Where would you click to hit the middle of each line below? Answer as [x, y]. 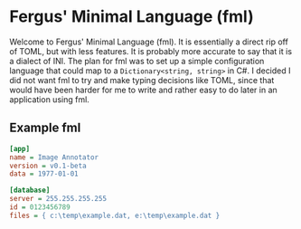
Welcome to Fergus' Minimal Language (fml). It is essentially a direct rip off [149, 42]
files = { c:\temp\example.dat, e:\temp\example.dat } [115, 215]
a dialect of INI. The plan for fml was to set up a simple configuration [137, 61]
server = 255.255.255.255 [58, 199]
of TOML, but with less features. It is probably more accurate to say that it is [150, 51]
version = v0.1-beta [48, 166]
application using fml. [50, 99]
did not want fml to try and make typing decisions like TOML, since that [142, 80]
